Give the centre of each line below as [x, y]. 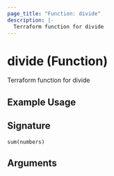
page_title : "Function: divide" [54, 14]
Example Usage [42, 102]
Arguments [32, 163]
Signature [29, 126]
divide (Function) [57, 61]
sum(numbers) [26, 142]
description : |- [31, 20]
